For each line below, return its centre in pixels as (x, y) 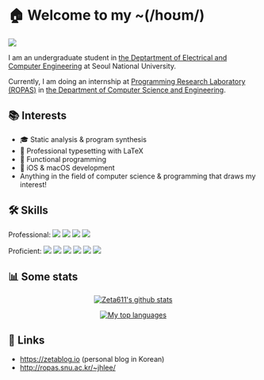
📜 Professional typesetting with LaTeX (82, 151)
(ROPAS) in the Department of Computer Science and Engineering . (117, 90)
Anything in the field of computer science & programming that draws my (138, 176)
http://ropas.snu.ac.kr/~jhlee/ (68, 368)
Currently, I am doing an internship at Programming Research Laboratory (127, 81)
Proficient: (25, 251)
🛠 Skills (29, 211)
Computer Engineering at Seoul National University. (92, 66)
